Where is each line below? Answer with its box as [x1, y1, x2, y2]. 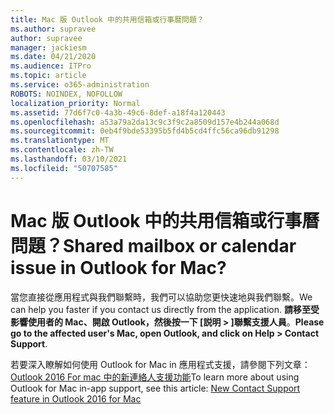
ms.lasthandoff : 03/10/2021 [10, 154, 128, 164]
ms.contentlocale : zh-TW [10, 145, 114, 155]
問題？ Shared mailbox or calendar [10, 234, 297, 257]
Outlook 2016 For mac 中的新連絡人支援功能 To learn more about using [10, 371, 300, 383]
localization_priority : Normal [10, 98, 141, 108]
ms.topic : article [10, 71, 87, 81]
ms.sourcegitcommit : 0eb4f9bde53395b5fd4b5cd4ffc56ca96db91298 [10, 126, 280, 136]
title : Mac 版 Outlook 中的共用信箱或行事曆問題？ [10, 14, 205, 25]
